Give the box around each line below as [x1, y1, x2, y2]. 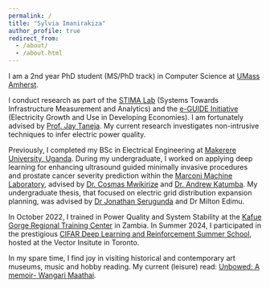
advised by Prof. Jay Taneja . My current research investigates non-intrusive [8, 121, 260, 130]
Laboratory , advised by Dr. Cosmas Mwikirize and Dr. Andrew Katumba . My [8, 179, 258, 189]
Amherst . [8, 80, 39, 89]
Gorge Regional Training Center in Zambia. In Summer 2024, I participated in [8, 220, 262, 230]
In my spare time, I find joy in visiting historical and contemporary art [8, 253, 235, 262]
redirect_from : [8, 34, 59, 43]
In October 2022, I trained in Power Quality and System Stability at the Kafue [8, 212, 262, 221]
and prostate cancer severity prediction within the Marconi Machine [8, 171, 233, 180]
